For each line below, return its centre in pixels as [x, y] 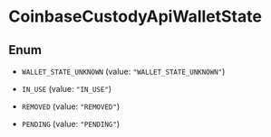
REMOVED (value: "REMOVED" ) [70, 106]
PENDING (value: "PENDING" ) [70, 124]
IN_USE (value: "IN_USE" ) [67, 89]
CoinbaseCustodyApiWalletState [135, 17]
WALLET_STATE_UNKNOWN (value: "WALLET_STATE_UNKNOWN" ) [123, 71]
